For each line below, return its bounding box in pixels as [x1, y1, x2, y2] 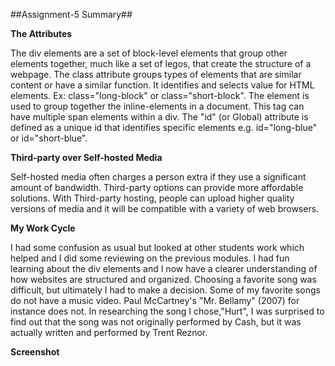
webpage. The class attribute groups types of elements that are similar [10, 69, 302, 80]
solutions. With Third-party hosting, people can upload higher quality [10, 192, 295, 204]
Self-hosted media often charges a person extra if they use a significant [10, 171, 307, 183]
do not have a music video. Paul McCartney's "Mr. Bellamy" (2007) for [10, 295, 300, 306]
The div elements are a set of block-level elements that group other [10, 47, 288, 59]
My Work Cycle [10, 222, 76, 234]
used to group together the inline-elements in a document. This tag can [10, 100, 305, 112]
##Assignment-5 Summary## [10, 9, 133, 20]
